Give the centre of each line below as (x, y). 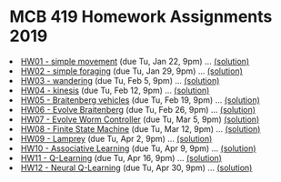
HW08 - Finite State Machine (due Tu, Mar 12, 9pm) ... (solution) (141, 128)
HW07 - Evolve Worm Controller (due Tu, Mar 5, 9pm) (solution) (140, 119)
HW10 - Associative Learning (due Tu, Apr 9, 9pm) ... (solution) (139, 148)
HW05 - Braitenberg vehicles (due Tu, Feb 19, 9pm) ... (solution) (141, 100)
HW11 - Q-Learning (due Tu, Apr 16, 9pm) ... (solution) (122, 157)
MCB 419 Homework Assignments (141, 17)
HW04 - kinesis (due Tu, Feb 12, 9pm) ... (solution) (115, 90)
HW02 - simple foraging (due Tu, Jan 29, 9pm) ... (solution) (132, 71)
